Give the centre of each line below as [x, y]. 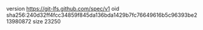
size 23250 [46, 21]
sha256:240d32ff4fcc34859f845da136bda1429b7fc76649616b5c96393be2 [102, 15]
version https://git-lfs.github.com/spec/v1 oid [63, 9]
